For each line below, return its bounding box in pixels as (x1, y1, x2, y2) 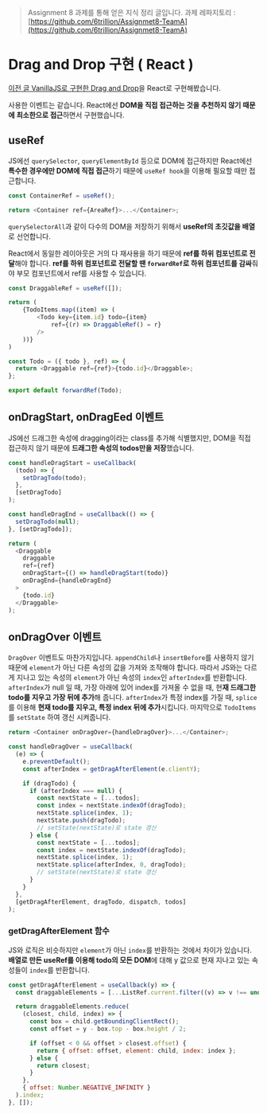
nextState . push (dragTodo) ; (37, 816, 126, 824)
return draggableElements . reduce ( (15, 1003, 130, 1010)
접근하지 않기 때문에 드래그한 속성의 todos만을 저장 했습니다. (8, 443, 195, 452)
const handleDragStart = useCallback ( (8, 459, 137, 467)
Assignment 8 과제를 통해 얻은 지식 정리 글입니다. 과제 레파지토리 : (27, 8, 236, 17)
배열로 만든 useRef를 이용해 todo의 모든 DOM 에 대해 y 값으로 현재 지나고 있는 (8, 955, 250, 964)
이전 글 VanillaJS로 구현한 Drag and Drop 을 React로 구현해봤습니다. (8, 83, 221, 92)
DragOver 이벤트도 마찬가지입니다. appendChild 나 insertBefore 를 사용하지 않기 (8, 653, 254, 663)
